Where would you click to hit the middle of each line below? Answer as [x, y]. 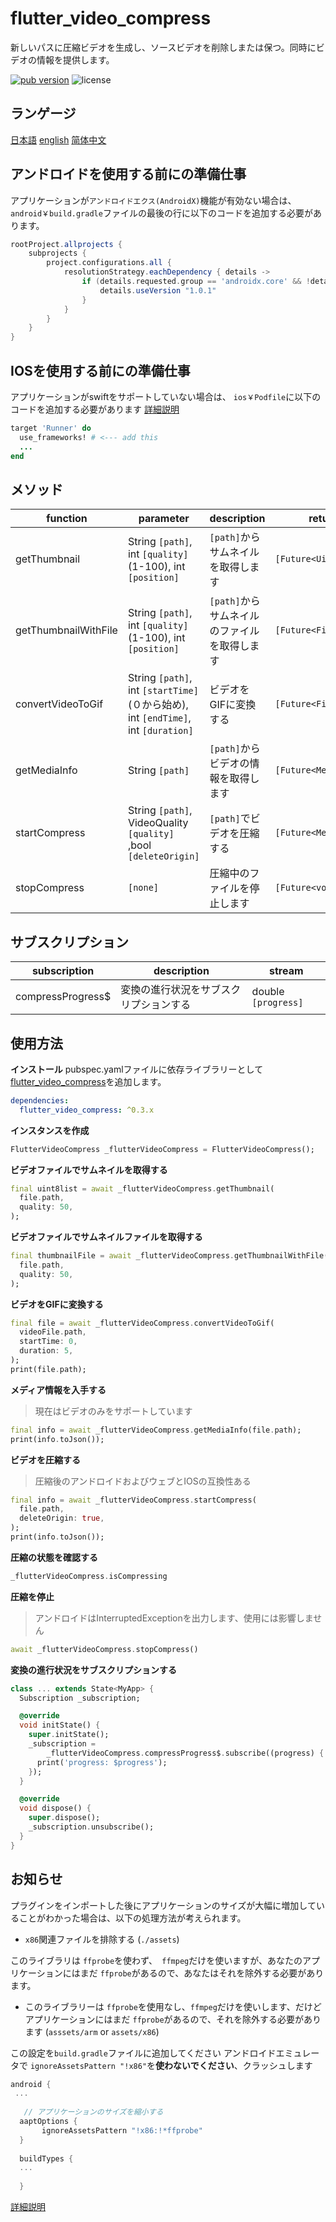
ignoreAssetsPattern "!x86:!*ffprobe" [122, 2130]
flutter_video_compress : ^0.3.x [87, 1110]
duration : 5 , [46, 1351]
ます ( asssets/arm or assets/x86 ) [92, 2031]
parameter [164, 519]
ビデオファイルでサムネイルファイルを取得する [106, 1237]
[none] [143, 888]
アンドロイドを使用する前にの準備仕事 [128, 174]
